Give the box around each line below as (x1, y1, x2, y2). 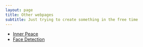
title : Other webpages (5, 12, 54, 17)
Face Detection (12, 36, 45, 42)
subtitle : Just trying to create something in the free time (5, 17, 138, 22)
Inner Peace (12, 31, 38, 37)
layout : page (5, 7, 33, 13)
